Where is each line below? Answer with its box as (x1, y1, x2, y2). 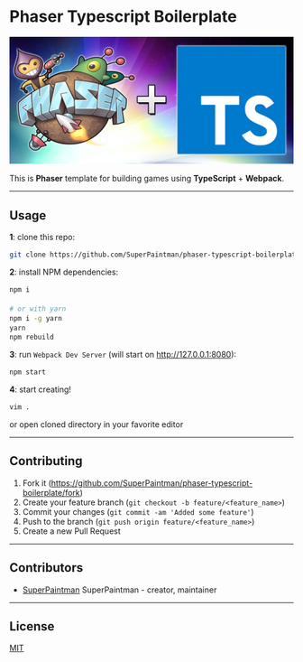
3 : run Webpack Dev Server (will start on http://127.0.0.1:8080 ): (9, 350, 237, 360)
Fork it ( (22, 477, 52, 489)
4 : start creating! (9, 384, 72, 395)
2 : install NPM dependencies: (9, 266, 119, 277)
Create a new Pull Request (22, 526, 122, 536)
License (9, 619, 55, 634)
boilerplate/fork (22, 487, 81, 498)
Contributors (9, 560, 84, 575)
